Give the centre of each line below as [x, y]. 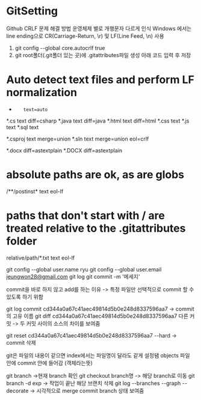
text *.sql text [23, 127]
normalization [42, 93]
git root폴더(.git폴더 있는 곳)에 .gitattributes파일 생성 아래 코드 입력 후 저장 [103, 55]
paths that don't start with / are [86, 216]
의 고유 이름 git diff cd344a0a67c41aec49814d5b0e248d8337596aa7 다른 [97, 316]
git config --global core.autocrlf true [60, 48]
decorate [17, 390]
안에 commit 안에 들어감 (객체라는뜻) [50, 363]
